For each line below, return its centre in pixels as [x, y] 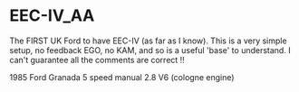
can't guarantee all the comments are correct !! [97, 60]
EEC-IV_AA [52, 16]
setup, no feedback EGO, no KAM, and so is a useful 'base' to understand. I [150, 50]
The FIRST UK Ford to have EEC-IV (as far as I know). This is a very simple [148, 41]
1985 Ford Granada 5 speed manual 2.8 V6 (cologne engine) [122, 77]
